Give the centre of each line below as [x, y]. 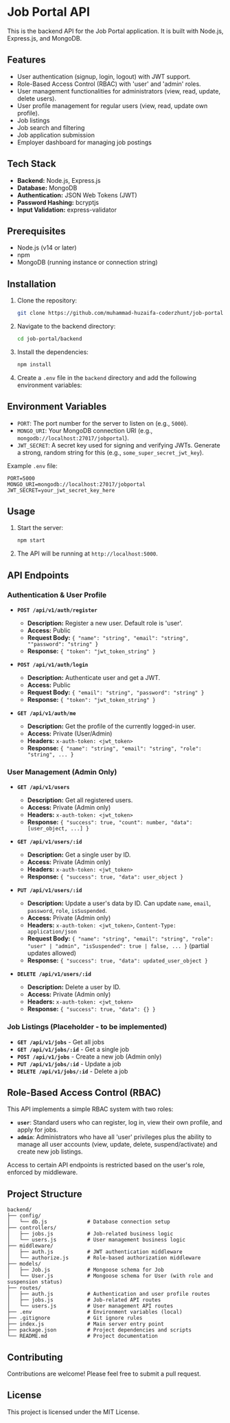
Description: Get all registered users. [80, 800]
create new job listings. [50, 1151]
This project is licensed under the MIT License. [73, 1412]
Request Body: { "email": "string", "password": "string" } [116, 692]
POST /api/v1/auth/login [53, 665]
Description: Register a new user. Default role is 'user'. [105, 623]
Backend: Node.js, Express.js [59, 180]
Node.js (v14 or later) [47, 247]
